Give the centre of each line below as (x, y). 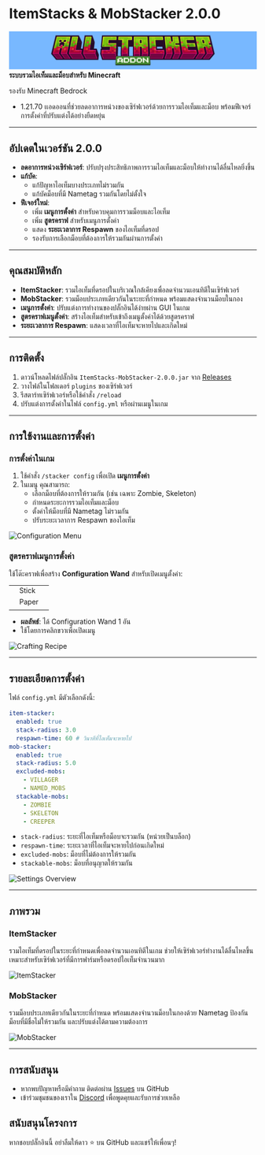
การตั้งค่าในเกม (31, 458)
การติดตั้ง (27, 358)
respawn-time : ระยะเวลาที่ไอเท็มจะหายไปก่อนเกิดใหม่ (92, 845)
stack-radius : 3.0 (46, 730)
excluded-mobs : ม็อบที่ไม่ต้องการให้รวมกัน (78, 854)
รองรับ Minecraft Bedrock (48, 91)
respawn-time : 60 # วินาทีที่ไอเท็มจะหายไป (74, 738)
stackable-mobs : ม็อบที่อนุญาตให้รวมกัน (76, 863)
